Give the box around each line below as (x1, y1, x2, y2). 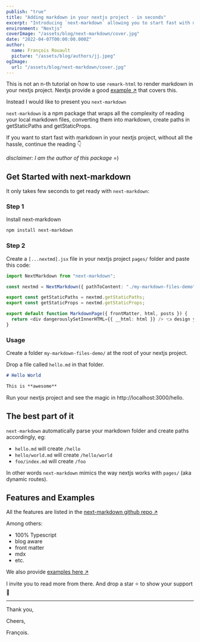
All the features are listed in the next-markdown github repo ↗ (6, 509, 158, 516)
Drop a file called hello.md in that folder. (6, 361, 105, 368)
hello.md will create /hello (14, 445, 81, 452)
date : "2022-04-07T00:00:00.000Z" (6, 36, 92, 42)
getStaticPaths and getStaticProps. (6, 123, 92, 130)
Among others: (6, 520, 43, 527)
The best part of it (6, 412, 74, 422)
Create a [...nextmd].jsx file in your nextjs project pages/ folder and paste (6, 255, 190, 262)
